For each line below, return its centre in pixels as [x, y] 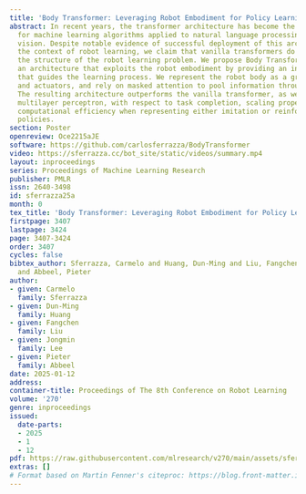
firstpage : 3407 [40, 221]
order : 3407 [32, 247]
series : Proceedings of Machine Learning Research [107, 170]
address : [26, 382]
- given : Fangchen [44, 323]
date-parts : [41, 425]
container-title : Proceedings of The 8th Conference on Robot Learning [148, 391]
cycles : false [36, 255]
